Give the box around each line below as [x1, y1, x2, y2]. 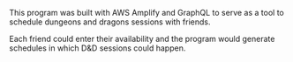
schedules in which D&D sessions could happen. [9, 43, 186, 53]
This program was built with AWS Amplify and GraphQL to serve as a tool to [9, 8, 284, 17]
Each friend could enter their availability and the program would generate [9, 34, 275, 44]
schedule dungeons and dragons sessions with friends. [9, 17, 211, 27]
